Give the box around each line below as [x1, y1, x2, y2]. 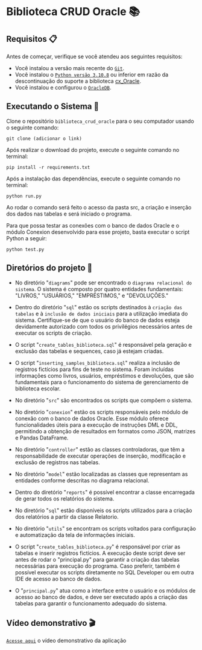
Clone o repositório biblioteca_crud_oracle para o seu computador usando [6, 117, 194, 125]
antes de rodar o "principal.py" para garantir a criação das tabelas [14, 556, 180, 563]
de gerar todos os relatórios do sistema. [14, 494, 115, 502]
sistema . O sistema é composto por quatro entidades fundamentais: [14, 285, 184, 292]
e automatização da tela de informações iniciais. [14, 531, 136, 539]
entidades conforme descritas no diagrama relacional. [14, 476, 150, 484]
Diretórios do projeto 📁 [6, 263, 93, 273]
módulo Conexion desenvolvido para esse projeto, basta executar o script [6, 228, 190, 235]
